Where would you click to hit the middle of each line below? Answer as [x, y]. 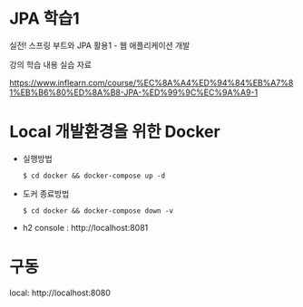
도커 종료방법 [46, 193]
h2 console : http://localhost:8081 [85, 227]
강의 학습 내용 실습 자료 [51, 64]
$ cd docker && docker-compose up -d [94, 176]
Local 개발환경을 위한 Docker [115, 132]
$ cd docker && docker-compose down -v [98, 211]
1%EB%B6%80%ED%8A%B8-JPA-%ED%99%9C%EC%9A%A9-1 [134, 92]
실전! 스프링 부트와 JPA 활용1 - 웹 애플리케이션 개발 [100, 45]
